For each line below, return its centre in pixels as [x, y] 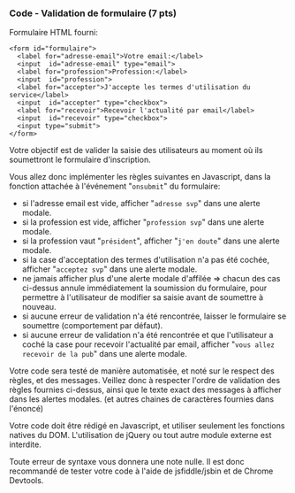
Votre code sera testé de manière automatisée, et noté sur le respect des [142, 371]
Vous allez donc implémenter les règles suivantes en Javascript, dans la [140, 177]
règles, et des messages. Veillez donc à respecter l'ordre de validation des [145, 381]
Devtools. [26, 481]
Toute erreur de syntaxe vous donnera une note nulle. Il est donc [127, 462]
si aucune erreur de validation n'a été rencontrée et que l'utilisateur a [147, 335]
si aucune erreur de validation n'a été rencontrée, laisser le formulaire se [154, 316]
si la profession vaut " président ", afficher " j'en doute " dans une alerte [151, 241]
